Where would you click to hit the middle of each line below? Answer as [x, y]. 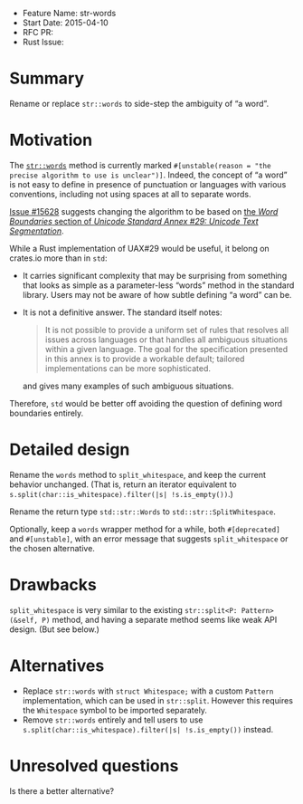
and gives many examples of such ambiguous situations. [128, 386]
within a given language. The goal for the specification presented [166, 349]
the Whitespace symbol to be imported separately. [115, 710]
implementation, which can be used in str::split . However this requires [158, 700]
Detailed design [70, 450]
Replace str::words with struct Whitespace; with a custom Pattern [148, 691]
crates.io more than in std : [58, 258]
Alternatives [57, 665]
